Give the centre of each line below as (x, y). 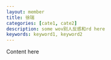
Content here (23, 52)
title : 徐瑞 (20, 18)
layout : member (25, 12)
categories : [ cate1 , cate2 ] (42, 23)
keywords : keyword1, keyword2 (45, 35)
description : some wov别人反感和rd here (55, 29)
